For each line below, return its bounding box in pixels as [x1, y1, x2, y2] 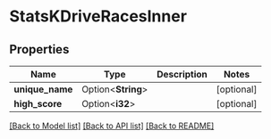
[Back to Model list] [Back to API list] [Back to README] [9, 120, 215, 131]
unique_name [13, 83, 73, 95]
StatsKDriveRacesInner [9, 6, 188, 27]
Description [156, 69, 208, 80]
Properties [9, 42, 70, 57]
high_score [13, 98, 63, 110]
